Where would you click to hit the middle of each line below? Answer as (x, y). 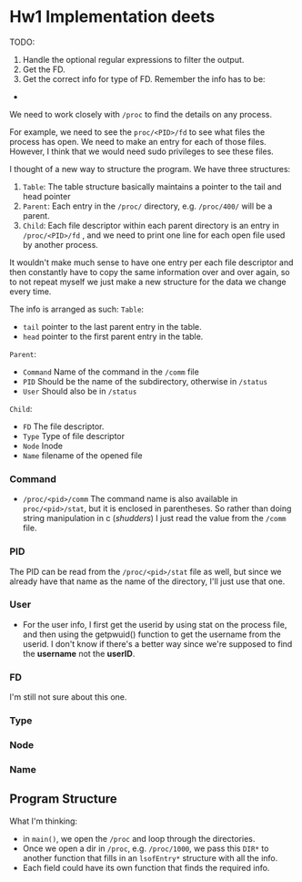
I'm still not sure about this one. (68, 697)
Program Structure (64, 799)
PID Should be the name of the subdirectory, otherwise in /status (145, 381)
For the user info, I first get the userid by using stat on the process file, (155, 624)
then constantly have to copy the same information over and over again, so (150, 272)
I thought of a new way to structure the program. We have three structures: (150, 169)
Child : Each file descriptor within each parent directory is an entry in (151, 225)
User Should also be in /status (80, 391)
